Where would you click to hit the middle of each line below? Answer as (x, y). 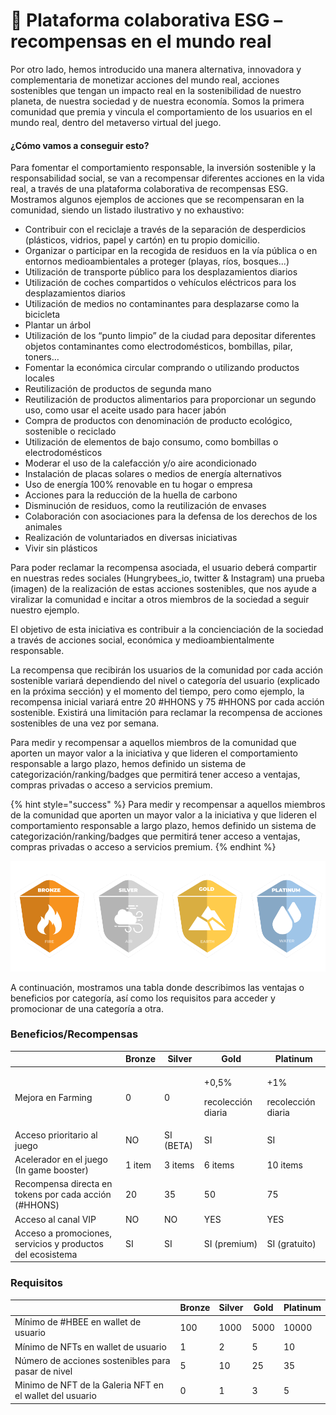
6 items (219, 1165)
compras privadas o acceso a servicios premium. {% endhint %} (143, 847)
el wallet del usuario (55, 1396)
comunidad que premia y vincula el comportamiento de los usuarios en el (161, 111)
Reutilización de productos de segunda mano (118, 389)
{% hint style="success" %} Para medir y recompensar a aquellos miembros (168, 805)
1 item (138, 1165)
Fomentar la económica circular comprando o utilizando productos (162, 368)
